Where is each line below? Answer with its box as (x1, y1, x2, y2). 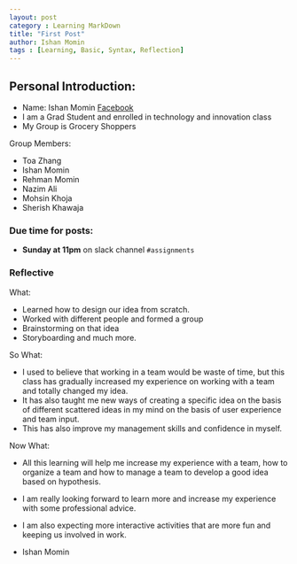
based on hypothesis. (21, 475, 102, 487)
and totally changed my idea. (21, 385, 129, 396)
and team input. (21, 413, 80, 424)
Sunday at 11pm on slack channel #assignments (21, 244, 195, 255)
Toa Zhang (21, 155, 62, 166)
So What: (9, 349, 43, 359)
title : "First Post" (9, 29, 86, 38)
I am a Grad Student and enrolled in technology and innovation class (21, 112, 272, 122)
